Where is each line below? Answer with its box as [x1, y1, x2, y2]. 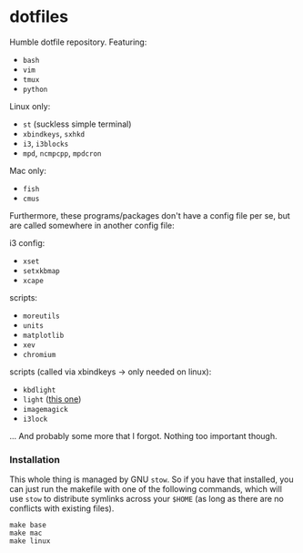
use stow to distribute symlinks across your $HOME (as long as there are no [9, 494, 284, 505]
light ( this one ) [22, 394, 82, 405]
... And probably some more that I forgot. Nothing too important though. [9, 430, 278, 441]
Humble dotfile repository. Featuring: [9, 36, 147, 47]
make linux [9, 537, 51, 546]
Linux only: [9, 100, 51, 111]
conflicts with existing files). [9, 503, 115, 514]
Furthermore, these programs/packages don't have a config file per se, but [9, 210, 291, 220]
